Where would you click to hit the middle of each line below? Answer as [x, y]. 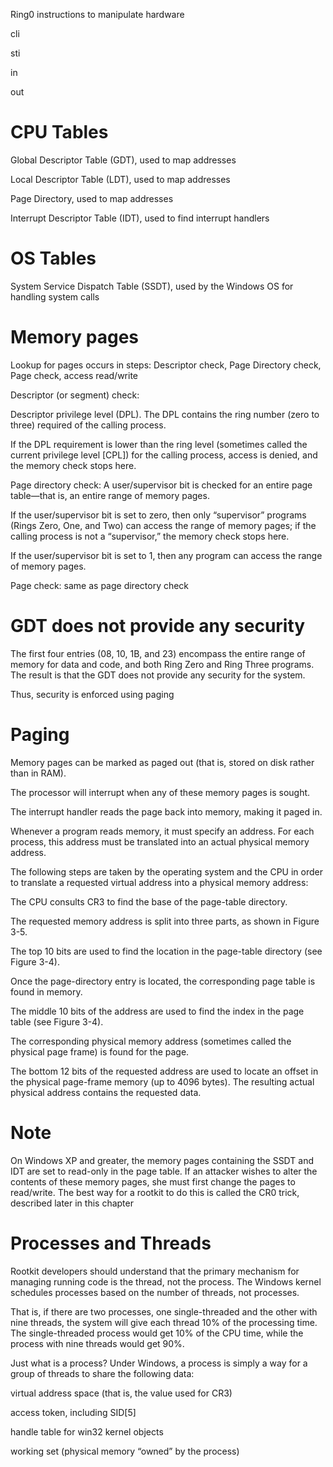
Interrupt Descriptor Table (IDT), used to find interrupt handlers [140, 218]
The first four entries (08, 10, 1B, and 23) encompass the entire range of [158, 653]
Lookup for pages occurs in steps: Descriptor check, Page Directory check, [166, 365]
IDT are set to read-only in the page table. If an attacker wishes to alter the [164, 1171]
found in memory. [46, 991]
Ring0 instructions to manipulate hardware [97, 14]
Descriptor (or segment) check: [75, 395]
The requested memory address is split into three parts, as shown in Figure [165, 921]
